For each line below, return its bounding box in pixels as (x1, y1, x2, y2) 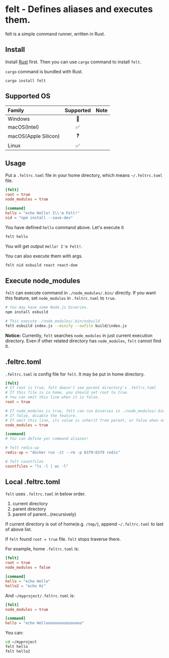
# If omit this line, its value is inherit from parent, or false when (5, 418, 158, 423)
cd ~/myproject (5, 639, 37, 644)
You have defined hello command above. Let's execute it (5, 224, 124, 230)
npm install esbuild (5, 310, 49, 315)
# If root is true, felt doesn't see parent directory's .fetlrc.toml (5, 386, 156, 391)
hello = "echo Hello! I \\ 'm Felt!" (5, 210, 80, 216)
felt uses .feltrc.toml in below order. (5, 491, 86, 497)
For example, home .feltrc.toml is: (5, 546, 79, 552)
